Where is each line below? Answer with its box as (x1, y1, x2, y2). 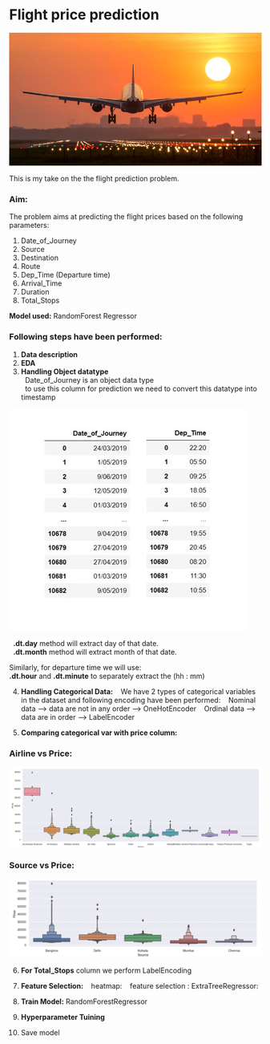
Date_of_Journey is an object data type (24, 375, 155, 384)
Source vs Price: (9, 859, 75, 871)
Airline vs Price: (9, 748, 73, 759)
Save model (20, 1028, 60, 1038)
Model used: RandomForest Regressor (9, 311, 137, 321)
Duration (20, 287, 50, 297)
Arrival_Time (20, 278, 62, 288)
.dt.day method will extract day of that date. (12, 638, 159, 648)
